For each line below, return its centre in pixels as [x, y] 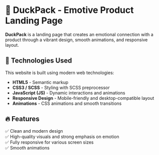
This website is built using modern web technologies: [60, 73]
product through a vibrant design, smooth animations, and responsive [77, 40]
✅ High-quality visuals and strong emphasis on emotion [62, 137]
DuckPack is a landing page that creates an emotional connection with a [79, 34]
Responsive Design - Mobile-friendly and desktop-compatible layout [83, 98]
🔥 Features [22, 119]
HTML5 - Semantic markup [40, 82]
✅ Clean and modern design [34, 131]
